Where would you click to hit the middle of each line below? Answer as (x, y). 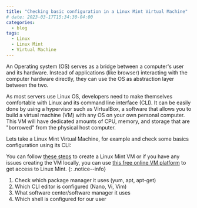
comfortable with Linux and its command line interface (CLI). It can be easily (98, 103)
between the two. (27, 85)
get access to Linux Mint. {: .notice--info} (56, 169)
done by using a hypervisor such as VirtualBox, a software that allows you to (99, 108)
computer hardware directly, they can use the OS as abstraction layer (90, 79)
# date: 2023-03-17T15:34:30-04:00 (50, 17)
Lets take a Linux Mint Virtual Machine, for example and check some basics (98, 139)
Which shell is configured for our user (60, 199)
